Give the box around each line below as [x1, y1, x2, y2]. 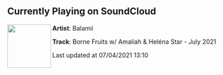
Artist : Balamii [52, 24, 94, 32]
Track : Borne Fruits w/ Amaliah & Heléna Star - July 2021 [52, 37, 217, 46]
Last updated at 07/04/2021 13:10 [52, 51, 149, 59]
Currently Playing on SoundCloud [7, 6, 157, 17]
